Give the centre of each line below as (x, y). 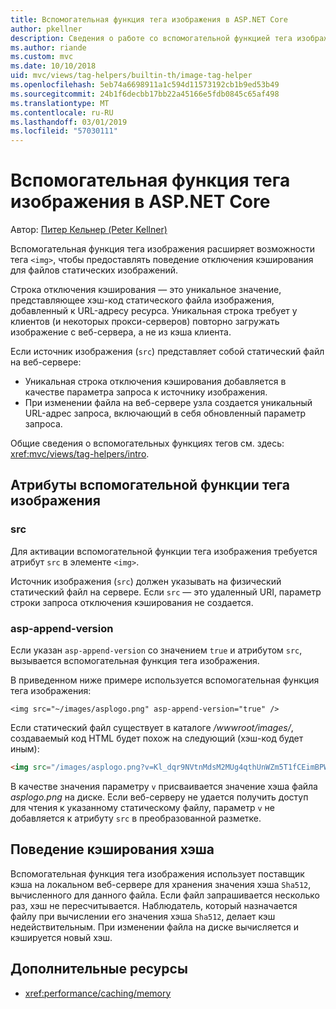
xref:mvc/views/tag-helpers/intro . (80, 454)
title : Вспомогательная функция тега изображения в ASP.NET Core (149, 19)
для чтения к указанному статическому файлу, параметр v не (142, 807)
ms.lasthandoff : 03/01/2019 (69, 122)
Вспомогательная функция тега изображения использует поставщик (157, 873)
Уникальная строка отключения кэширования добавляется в (155, 382)
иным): (25, 749)
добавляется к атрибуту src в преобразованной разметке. (136, 818)
